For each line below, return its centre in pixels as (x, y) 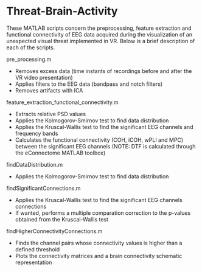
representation (33, 262)
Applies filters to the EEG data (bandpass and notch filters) (89, 84)
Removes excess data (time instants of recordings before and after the (103, 71)
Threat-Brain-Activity (62, 11)
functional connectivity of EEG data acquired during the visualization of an (99, 34)
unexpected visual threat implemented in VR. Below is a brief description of (101, 41)
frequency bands (37, 133)
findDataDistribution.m (34, 164)
